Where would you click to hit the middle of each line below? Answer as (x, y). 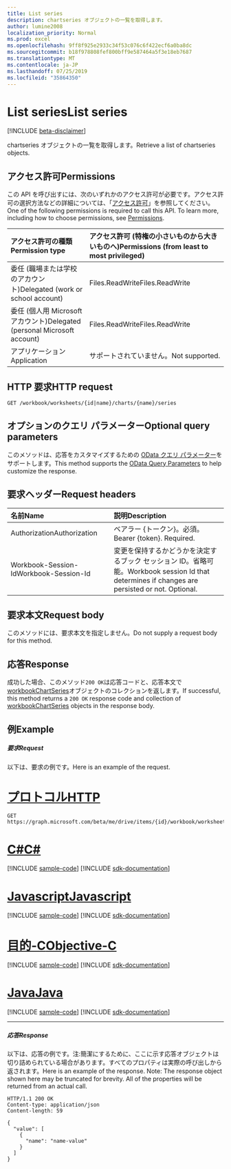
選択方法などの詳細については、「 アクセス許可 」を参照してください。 (117, 203)
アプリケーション (38, 351)
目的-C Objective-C (62, 945)
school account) (37, 299)
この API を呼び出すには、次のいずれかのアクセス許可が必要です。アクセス (112, 195)
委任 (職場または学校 (44, 268)
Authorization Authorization (54, 533)
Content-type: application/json (53, 1105)
